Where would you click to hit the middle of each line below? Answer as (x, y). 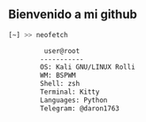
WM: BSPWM (58, 76)
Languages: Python (74, 100)
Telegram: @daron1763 (80, 108)
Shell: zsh (60, 84)
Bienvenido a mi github (73, 15)
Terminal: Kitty (70, 92)
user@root (62, 51)
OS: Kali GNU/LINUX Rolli (88, 67)
